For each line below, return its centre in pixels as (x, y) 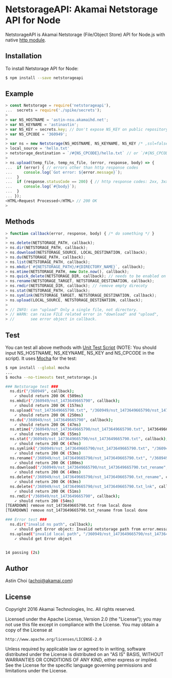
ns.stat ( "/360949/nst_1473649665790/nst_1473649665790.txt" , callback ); (89, 439)
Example (19, 94)
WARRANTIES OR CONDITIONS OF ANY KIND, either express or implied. (81, 660)
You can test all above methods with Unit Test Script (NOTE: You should (81, 347)
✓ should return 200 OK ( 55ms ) (48, 434)
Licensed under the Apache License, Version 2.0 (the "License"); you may (83, 619)
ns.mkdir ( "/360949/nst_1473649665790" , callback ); (65, 401)
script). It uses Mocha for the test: (41, 358)
